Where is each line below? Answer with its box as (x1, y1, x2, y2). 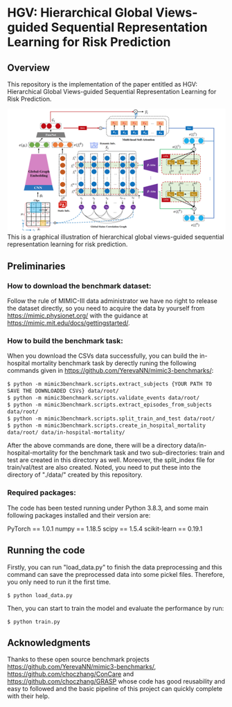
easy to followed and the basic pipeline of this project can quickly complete (7, 685, 223, 693)
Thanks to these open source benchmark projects (7, 655, 150, 663)
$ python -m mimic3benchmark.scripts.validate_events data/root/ (7, 394, 199, 402)
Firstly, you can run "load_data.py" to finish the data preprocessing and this (7, 562, 223, 571)
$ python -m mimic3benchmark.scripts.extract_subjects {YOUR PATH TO (7, 380, 213, 388)
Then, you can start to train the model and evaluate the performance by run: (7, 604, 224, 612)
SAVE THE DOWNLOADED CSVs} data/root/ (7, 387, 119, 395)
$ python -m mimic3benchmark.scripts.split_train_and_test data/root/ (7, 415, 215, 423)
